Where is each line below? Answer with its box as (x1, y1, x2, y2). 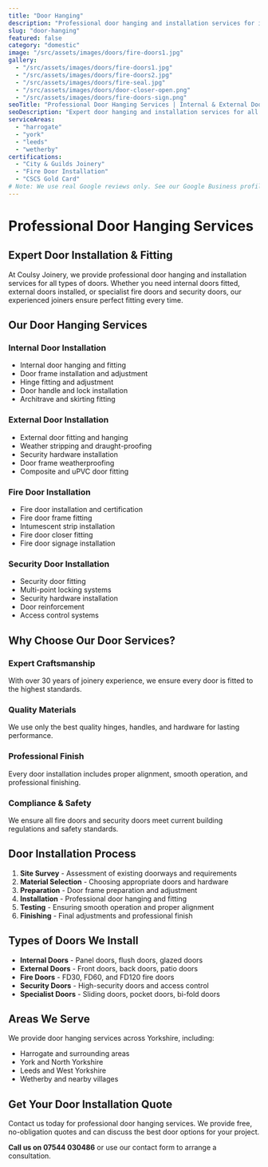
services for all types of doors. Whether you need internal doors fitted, (8, 278, 241, 288)
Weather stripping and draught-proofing (19, 441, 152, 451)
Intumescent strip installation (19, 522, 116, 531)
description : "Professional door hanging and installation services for (8, 19, 255, 27)
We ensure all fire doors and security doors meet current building (8, 816, 223, 825)
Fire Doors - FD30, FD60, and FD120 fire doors (19, 972, 175, 982)
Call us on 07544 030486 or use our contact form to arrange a (8, 1143, 217, 1153)
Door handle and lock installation (19, 386, 128, 395)
